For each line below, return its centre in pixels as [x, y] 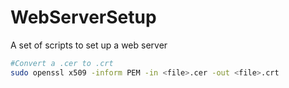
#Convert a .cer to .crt [62, 63]
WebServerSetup [83, 17]
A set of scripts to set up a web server [89, 45]
